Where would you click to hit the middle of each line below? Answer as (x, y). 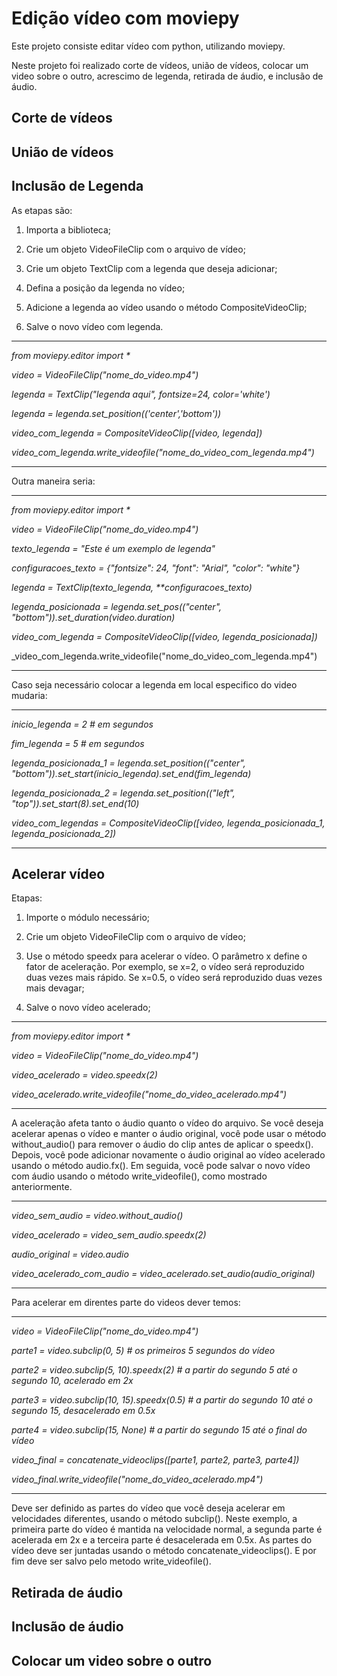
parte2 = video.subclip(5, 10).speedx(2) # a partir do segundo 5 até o (154, 1370)
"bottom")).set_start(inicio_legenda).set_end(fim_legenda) (131, 773)
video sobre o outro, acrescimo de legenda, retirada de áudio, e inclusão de (167, 76)
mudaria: (29, 695)
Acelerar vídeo (58, 873)
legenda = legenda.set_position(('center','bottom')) (116, 413)
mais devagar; (55, 988)
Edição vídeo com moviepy (125, 18)
